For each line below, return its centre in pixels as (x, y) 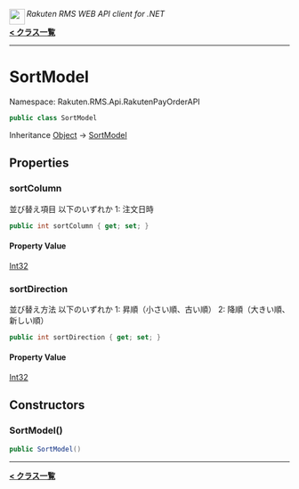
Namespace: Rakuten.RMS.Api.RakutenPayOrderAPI (105, 102)
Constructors (47, 405)
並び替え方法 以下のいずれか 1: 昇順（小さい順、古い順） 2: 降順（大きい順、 (149, 309)
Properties (39, 163)
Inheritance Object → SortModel (68, 134)
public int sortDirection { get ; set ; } (85, 337)
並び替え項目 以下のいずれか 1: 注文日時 (81, 208)
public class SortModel (53, 118)
